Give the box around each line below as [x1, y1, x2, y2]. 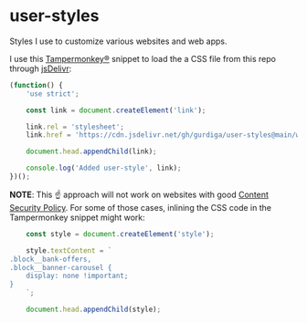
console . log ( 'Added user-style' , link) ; [26, 163, 182, 173]
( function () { [9, 80, 64, 89]
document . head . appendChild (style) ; [26, 305, 162, 315]
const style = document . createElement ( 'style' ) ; [26, 229, 215, 238]
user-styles [9, 5, 100, 26]
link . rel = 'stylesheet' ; [26, 122, 125, 131]
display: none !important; [26, 271, 129, 281]
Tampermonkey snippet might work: [9, 212, 146, 223]
